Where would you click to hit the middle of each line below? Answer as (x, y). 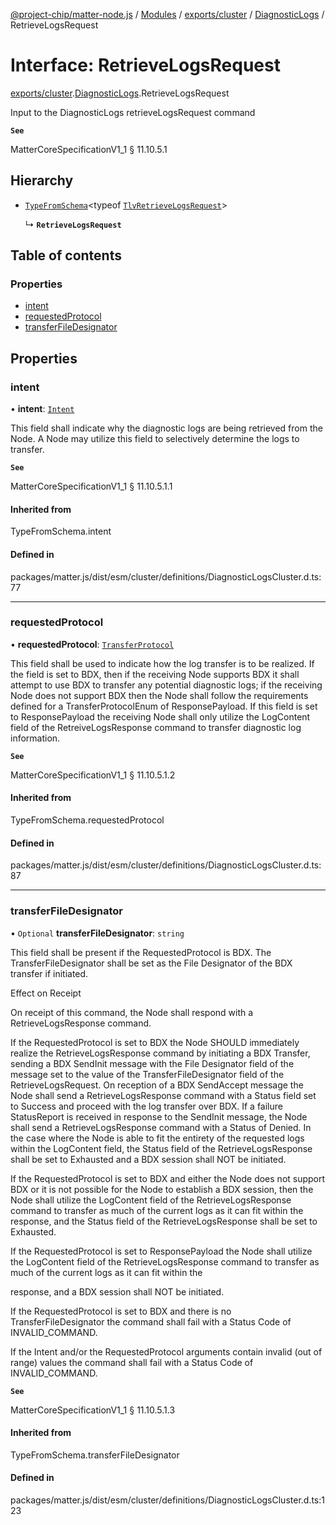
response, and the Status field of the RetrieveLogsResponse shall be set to (164, 1221)
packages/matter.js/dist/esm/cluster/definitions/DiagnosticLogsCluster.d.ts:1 (167, 1500)
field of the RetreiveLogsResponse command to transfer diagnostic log (156, 727)
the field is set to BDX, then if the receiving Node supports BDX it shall (155, 674)
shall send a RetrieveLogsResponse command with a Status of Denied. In (161, 1127)
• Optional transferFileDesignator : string (97, 933)
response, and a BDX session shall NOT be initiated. (117, 1291)
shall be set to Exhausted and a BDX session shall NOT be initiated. (148, 1159)
